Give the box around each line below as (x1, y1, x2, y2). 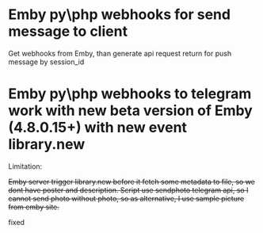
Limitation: (8, 161, 43, 171)
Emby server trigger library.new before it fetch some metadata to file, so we (8, 177, 256, 186)
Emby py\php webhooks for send (8, 6, 231, 24)
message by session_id (8, 57, 85, 67)
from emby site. (8, 202, 59, 212)
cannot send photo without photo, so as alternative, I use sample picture (8, 193, 245, 203)
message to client (8, 22, 128, 40)
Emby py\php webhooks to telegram (8, 85, 252, 103)
